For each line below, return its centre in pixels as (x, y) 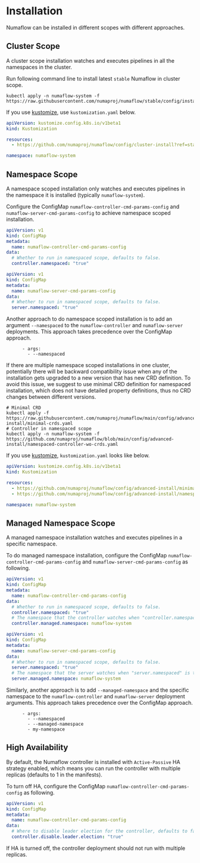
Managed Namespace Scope (61, 523)
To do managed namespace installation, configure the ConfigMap (87, 556)
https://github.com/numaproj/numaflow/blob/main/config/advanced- (90, 439)
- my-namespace (46, 729)
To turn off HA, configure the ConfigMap (56, 786)
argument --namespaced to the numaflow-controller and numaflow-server (95, 325)
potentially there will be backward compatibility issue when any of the (92, 372)
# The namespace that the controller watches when (76, 618)
